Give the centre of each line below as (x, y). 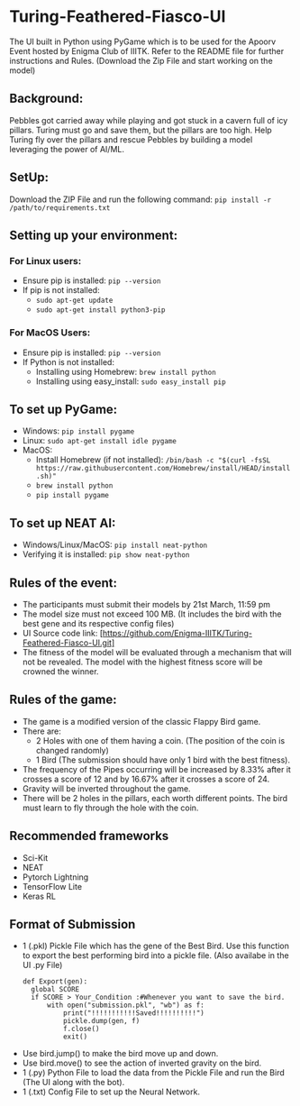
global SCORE (55, 990)
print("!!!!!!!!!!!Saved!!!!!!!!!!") (133, 1013)
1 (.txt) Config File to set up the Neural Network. (111, 1092)
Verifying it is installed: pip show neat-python (106, 554)
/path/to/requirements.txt (60, 208)
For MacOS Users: (50, 333)
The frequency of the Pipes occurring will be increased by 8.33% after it (156, 769)
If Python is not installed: (68, 361)
